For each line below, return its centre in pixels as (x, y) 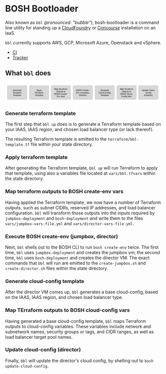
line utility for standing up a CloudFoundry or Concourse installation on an (81, 27)
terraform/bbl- (123, 140)
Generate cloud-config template (45, 281)
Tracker (20, 57)
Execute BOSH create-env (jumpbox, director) (61, 236)
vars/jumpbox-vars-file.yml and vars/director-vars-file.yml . (70, 223)
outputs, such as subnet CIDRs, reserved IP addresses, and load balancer (80, 207)
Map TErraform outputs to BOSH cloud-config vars (68, 310)
